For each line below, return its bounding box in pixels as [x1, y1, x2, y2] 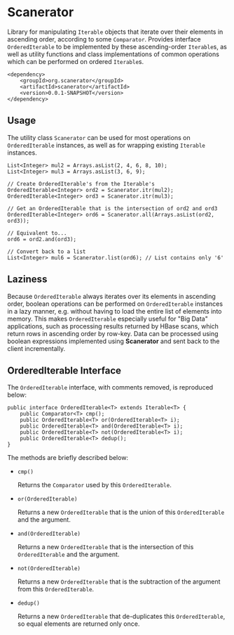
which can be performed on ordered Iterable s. [7, 57, 144, 65]
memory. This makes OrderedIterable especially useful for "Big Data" [7, 314, 208, 323]
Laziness [7, 274, 48, 286]
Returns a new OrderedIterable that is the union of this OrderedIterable [17, 508, 225, 517]
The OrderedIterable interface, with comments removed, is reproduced [7, 383, 214, 392]
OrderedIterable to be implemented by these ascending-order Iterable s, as [7, 42, 228, 51]
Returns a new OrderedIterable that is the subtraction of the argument [17, 577, 221, 586]
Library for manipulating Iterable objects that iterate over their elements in [7, 27, 223, 36]
